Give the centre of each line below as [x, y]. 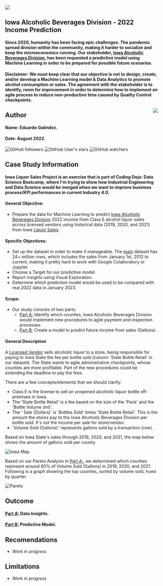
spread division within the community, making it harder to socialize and [78, 47]
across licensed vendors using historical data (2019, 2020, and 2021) [81, 224]
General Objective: [24, 203]
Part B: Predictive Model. [31, 524]
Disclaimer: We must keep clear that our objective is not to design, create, [81, 74]
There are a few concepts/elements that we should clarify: [63, 382]
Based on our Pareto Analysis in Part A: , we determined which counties [76, 461]
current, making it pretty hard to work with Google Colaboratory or [78, 262]
